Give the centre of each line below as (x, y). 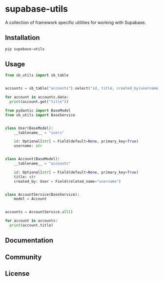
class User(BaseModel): (29, 128)
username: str (28, 146)
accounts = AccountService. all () (39, 212)
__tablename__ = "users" (39, 132)
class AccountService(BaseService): (42, 194)
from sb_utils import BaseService (40, 115)
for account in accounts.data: (37, 97)
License (17, 274)
